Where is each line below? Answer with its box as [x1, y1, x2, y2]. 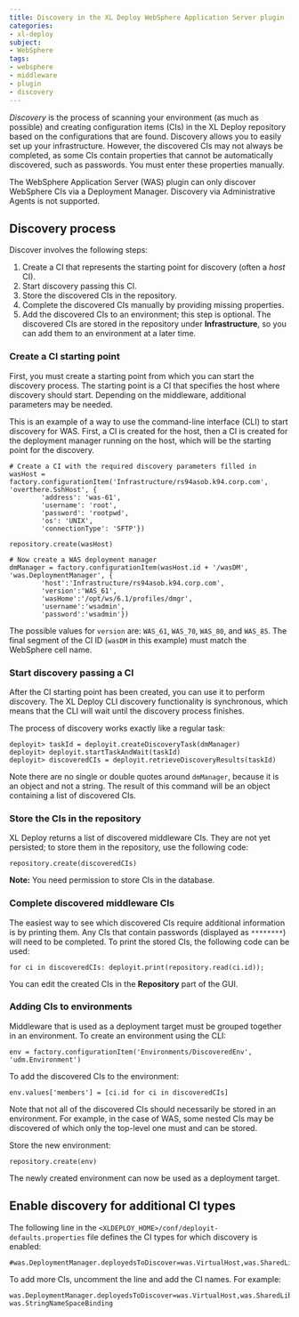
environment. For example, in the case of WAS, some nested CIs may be [9, 1113, 274, 1124]
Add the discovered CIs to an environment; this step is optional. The [21, 309, 271, 320]
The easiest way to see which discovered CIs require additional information [9, 917, 286, 928]
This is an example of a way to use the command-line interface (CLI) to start [9, 416, 288, 427]
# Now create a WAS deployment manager [9, 555, 158, 564]
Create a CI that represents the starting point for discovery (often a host [21, 262, 286, 272]
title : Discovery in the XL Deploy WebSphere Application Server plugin [9, 12, 285, 22]
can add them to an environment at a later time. [21, 328, 197, 339]
